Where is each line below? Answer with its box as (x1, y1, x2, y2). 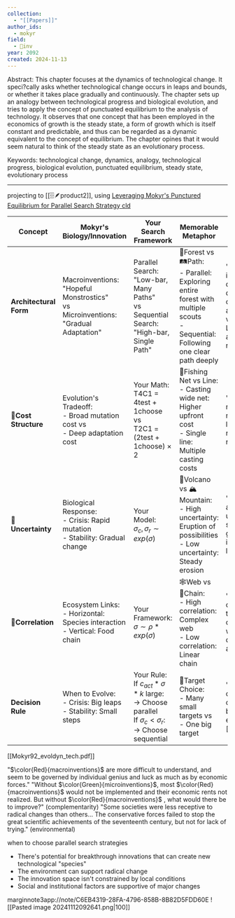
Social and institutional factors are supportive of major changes (17, 882, 201, 891)
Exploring (179, 276, 211, 286)
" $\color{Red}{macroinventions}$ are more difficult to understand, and (7, 765, 212, 774)
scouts (179, 311, 201, 321)
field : (7, 36, 27, 43)
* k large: (133, 688, 164, 698)
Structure (10, 419, 43, 429)
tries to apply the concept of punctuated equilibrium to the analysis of (7, 104, 208, 113)
